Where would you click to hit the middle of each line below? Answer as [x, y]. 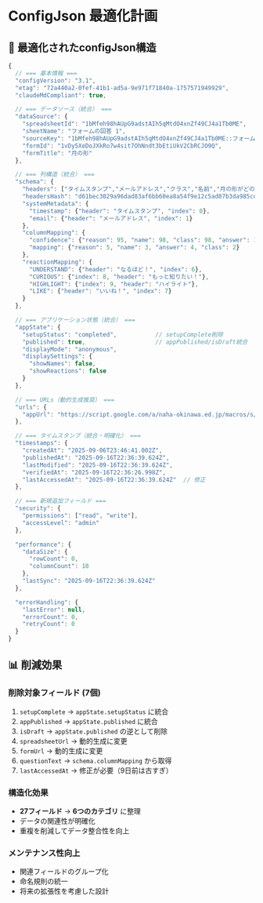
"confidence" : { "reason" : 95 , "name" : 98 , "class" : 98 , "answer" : [139, 240]
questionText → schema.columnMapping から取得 [95, 760]
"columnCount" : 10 [59, 566]
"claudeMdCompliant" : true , [61, 95]
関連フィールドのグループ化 [64, 872]
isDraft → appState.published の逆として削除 [94, 731]
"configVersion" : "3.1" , [56, 80]
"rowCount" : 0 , [54, 559]
